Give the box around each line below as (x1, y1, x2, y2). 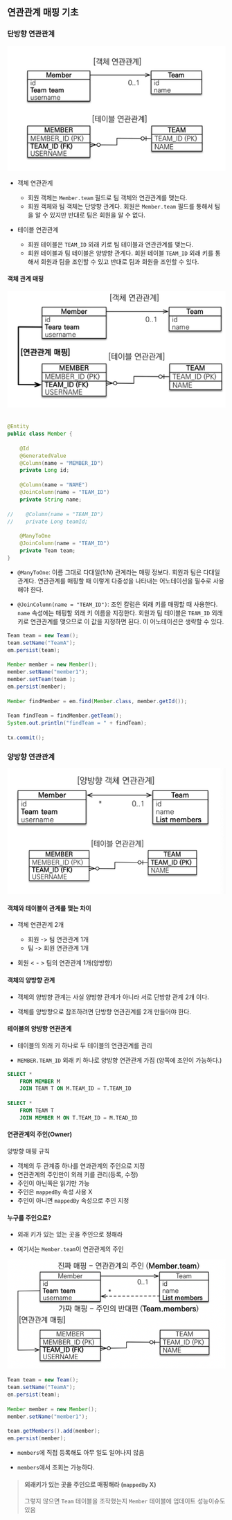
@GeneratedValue (19, 452, 67, 459)
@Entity (7, 423, 30, 430)
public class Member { (7, 430, 73, 438)
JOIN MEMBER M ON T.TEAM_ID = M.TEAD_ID (19, 1114, 138, 1121)
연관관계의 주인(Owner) (7, 1130, 73, 1138)
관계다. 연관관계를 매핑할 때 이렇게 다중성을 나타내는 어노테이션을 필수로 (17, 576, 212, 585)
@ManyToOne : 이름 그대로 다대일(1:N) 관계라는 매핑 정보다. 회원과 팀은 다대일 (17, 567, 220, 576)
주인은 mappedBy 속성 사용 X (17, 1187, 93, 1196)
